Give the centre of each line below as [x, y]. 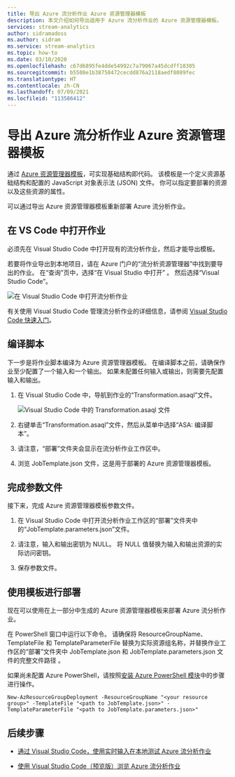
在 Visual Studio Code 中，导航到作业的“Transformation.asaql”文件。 [116, 394]
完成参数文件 [35, 487]
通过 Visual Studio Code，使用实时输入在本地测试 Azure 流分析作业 [114, 751]
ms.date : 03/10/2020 [37, 60]
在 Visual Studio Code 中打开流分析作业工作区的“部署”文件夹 [105, 521]
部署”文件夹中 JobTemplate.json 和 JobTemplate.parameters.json [122, 652]
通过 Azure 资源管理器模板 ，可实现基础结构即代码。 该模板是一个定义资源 [113, 173]
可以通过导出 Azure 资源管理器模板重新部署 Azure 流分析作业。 [98, 206]
